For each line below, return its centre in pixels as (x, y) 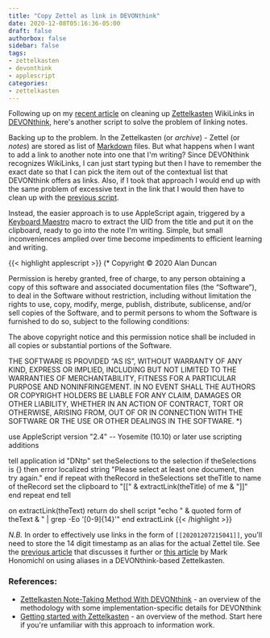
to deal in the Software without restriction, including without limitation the (130, 296)
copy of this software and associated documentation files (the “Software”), (133, 288)
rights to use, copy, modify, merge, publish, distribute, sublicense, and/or (130, 304)
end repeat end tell (39, 495)
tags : (17, 53)
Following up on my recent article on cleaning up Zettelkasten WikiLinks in (132, 114)
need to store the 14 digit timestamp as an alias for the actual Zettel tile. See (134, 544)
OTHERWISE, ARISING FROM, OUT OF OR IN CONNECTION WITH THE (126, 412)
